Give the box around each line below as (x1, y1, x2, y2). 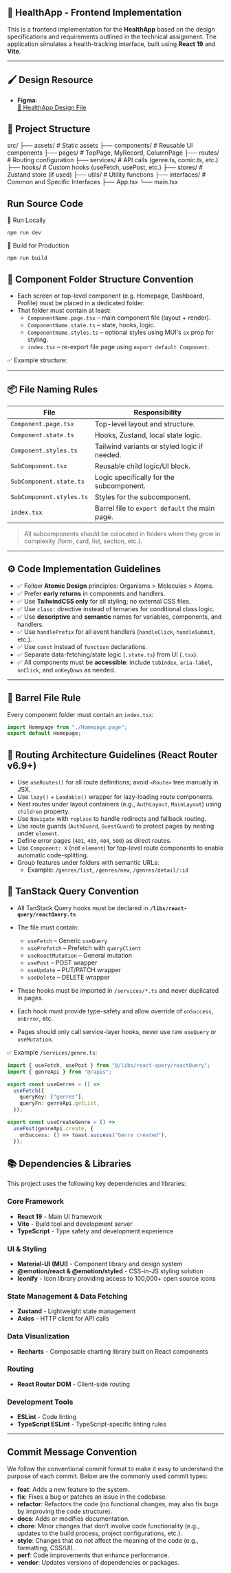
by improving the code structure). (16, 1507, 112, 1515)
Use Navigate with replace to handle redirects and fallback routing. (16, 815, 207, 823)
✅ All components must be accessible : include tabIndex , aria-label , (16, 658, 213, 666)
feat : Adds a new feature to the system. (16, 1485, 130, 1493)
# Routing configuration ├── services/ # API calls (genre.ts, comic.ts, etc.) (7, 156, 219, 164)
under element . (16, 829, 60, 837)
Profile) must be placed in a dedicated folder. (16, 299, 145, 307)
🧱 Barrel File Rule (7, 692, 81, 704)
